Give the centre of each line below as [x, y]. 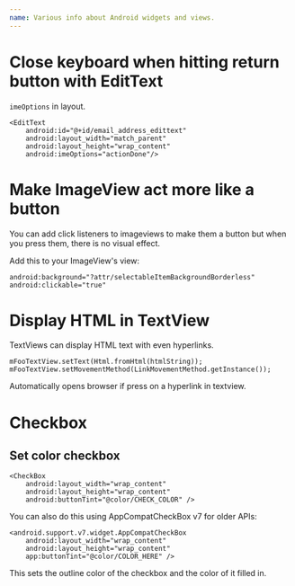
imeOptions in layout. [48, 106]
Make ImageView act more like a [132, 189]
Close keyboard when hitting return [145, 62]
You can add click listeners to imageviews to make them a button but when [148, 234]
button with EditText [86, 81]
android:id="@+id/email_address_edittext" [106, 130]
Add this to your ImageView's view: [75, 261]
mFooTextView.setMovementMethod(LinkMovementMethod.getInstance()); [140, 369]
